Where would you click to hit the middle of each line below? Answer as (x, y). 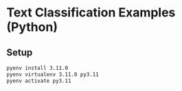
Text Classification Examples (91, 13)
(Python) (32, 27)
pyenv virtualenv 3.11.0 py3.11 (53, 74)
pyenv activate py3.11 (39, 81)
